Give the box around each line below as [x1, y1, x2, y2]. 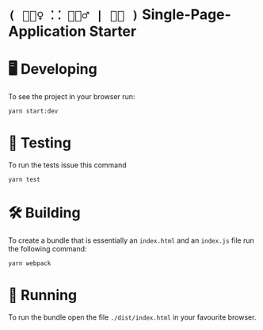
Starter [89, 22, 137, 40]
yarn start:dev [8, 107, 59, 116]
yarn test [8, 175, 41, 183]
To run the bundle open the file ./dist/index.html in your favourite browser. [8, 312, 257, 322]
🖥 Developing [8, 60, 97, 79]
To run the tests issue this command [8, 160, 127, 170]
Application [8, 22, 86, 40]
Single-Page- [141, 6, 231, 24]
